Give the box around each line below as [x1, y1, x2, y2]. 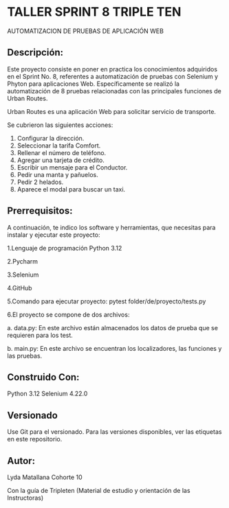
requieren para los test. [7, 331, 74, 339]
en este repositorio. [7, 435, 63, 443]
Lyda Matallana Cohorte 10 [7, 473, 83, 481]
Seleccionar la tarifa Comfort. [17, 141, 101, 150]
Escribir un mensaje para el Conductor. [17, 163, 128, 172]
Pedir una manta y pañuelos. [17, 170, 98, 178]
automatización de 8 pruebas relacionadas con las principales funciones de [7, 86, 221, 95]
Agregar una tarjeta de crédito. [17, 156, 105, 164]
